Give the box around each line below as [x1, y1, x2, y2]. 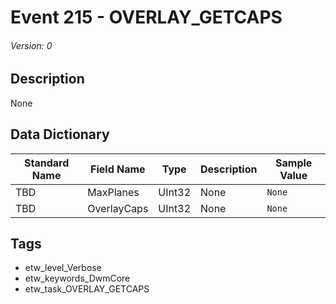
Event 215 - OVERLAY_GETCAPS [10, 6, 283, 29]
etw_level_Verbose [24, 262, 102, 274]
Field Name [90, 162, 146, 176]
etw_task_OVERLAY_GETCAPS [24, 283, 150, 295]
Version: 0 [10, 39, 53, 51]
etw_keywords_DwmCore [24, 272, 131, 285]
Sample [275, 156, 313, 170]
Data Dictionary [10, 126, 110, 143]
